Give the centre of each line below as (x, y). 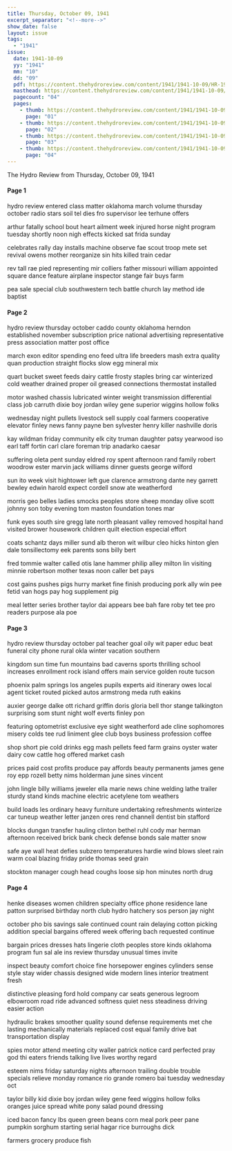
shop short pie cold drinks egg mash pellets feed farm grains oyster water (113, 747)
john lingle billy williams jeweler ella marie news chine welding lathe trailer (112, 789)
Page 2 (17, 312)
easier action (26, 1008)
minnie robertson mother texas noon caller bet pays (81, 571)
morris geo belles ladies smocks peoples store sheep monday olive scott (111, 501)
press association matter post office (58, 343)
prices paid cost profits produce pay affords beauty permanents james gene (116, 768)
